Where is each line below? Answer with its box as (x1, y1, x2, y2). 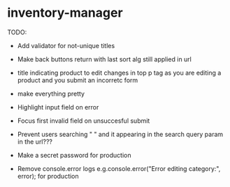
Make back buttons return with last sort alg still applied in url (17, 54, 192, 63)
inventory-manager (7, 5, 124, 21)
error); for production (17, 172, 79, 180)
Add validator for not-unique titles (17, 41, 115, 50)
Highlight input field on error (17, 103, 99, 111)
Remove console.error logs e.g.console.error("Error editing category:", (17, 164, 221, 172)
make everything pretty (17, 89, 85, 98)
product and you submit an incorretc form (17, 75, 138, 84)
